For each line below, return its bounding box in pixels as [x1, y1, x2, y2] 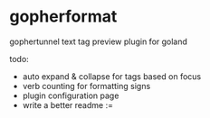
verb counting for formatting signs [22, 80, 151, 91]
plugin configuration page [22, 90, 119, 101]
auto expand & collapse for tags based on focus [22, 70, 202, 82]
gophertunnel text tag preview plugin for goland [9, 36, 188, 47]
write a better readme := [22, 99, 113, 110]
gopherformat [9, 6, 118, 27]
